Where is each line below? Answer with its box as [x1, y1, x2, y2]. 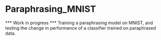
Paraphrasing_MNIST [5, 3, 97, 15]
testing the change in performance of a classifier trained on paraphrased [5, 25, 156, 31]
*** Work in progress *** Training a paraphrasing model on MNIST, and [5, 20, 153, 26]
